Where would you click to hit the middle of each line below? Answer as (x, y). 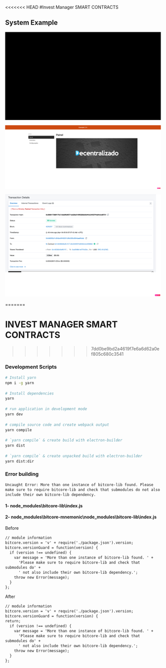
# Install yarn (21, 378)
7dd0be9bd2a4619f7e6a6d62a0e (125, 348)
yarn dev (14, 414)
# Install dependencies (30, 393)
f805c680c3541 (107, 354)
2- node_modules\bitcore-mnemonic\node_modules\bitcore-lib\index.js (81, 517)
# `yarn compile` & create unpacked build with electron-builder (74, 456)
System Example (31, 23)
